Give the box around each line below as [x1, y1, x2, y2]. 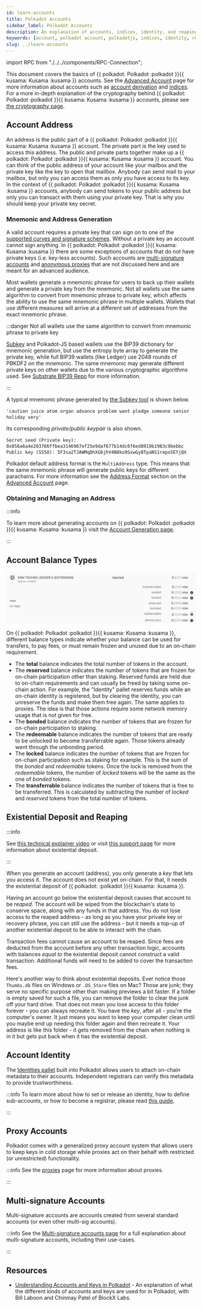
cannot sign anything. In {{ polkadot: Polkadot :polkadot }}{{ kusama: [6, 242, 177, 249]
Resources [6, 1265, 47, 1276]
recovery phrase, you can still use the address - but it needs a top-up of [6, 920, 185, 927]
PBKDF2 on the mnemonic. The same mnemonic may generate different [6, 360, 185, 367]
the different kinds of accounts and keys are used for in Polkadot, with [14, 1288, 189, 1295]
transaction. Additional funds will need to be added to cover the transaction [6, 957, 193, 964]
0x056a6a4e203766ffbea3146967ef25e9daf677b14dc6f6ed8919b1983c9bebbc [6, 444, 185, 450]
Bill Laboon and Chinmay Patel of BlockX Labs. [14, 1294, 131, 1302]
